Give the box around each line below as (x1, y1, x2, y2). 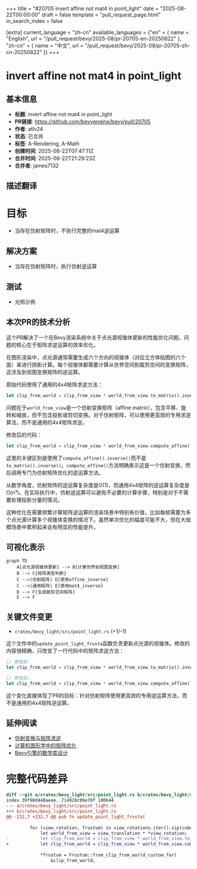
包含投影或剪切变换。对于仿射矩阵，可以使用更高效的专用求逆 (42, 411, 191, 418)
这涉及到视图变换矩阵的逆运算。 (6, 368, 83, 375)
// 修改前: (6, 659, 30, 665)
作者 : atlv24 (14, 126, 43, 132)
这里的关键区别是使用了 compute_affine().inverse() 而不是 (6, 454, 147, 461)
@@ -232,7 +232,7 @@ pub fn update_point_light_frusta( (6, 814, 145, 820)
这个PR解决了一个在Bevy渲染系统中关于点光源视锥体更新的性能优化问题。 (6, 334, 184, 341)
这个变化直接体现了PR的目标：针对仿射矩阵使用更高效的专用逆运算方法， (6, 692, 182, 699)
